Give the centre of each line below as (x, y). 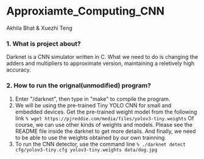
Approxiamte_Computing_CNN (86, 11)
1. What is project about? (44, 44)
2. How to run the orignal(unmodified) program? (79, 86)
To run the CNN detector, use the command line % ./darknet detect (100, 144)
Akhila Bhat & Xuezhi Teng (40, 28)
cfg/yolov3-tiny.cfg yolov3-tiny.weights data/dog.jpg (86, 150)
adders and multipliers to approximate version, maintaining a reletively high (100, 63)
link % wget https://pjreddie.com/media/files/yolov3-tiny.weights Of (104, 118)
